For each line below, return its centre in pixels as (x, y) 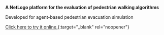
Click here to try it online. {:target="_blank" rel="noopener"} (67, 27)
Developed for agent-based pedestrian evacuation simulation (69, 17)
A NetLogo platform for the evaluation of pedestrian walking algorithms (82, 7)
